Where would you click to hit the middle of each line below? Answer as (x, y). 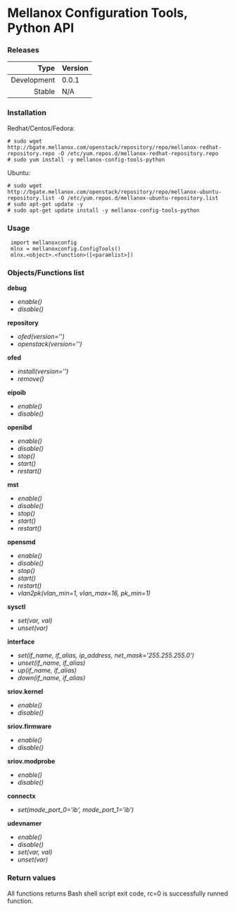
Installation (27, 113)
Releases (24, 50)
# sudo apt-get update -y (45, 204)
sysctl (17, 607)
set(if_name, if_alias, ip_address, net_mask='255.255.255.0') (106, 656)
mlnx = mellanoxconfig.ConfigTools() (65, 249)
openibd (20, 428)
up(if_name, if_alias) (47, 670)
